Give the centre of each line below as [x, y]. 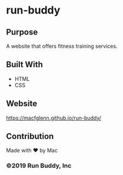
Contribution [30, 136]
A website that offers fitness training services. [62, 46]
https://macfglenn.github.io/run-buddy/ [54, 118]
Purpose [22, 32]
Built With [24, 65]
